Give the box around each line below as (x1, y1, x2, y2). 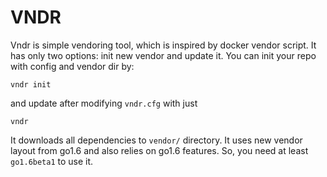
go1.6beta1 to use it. (10, 155, 94, 167)
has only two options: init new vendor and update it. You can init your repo (10, 49, 317, 61)
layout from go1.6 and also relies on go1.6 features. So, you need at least (10, 144, 309, 156)
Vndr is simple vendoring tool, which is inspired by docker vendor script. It (10, 39, 317, 51)
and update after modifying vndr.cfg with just (10, 97, 198, 109)
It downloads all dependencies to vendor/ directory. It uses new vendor (10, 134, 303, 146)
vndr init (10, 79, 52, 90)
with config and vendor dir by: (10, 60, 135, 72)
